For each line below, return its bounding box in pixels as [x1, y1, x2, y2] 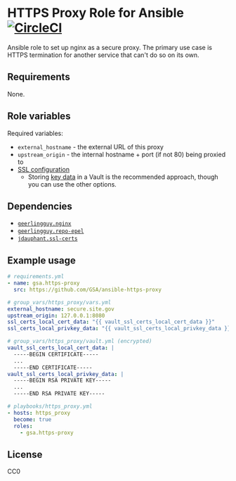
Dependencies [7, 200, 72, 212]
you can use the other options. [27, 180, 117, 188]
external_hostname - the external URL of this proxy [17, 142, 164, 151]
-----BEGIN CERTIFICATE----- [13, 351, 99, 358]
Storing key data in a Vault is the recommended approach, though [27, 173, 219, 181]
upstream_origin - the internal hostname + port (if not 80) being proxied [17, 150, 226, 158]
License [7, 449, 43, 461]
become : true [13, 416, 52, 423]
